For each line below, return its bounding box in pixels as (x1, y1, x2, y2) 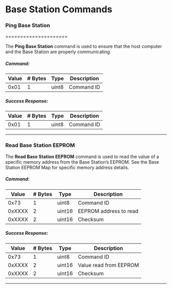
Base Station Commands (5, 4, 113, 15)
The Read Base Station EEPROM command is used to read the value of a (5, 153, 160, 160)
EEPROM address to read (77, 207, 139, 214)
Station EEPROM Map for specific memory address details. (5, 164, 130, 170)
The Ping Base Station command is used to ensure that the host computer (5, 43, 162, 50)
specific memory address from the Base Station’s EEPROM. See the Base (5, 159, 160, 165)
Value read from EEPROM (77, 261, 139, 269)
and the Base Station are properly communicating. (5, 49, 112, 55)
